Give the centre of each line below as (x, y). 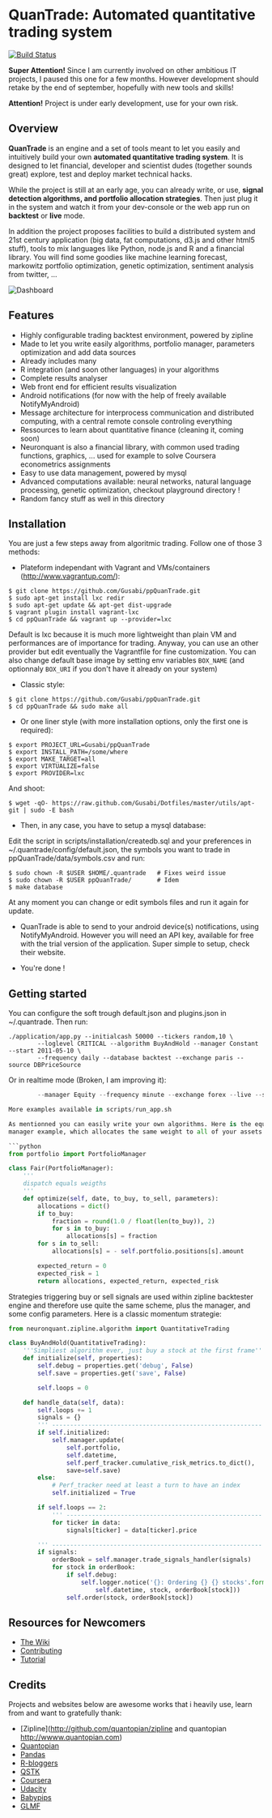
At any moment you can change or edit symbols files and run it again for (129, 903)
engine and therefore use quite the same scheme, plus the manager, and (130, 1305)
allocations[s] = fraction (112, 1236)
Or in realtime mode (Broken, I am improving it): (87, 1080)
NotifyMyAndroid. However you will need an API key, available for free (137, 935)
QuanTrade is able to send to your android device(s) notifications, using (139, 927)
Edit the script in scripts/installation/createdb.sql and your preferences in (130, 841)
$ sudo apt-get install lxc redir (67, 598)
